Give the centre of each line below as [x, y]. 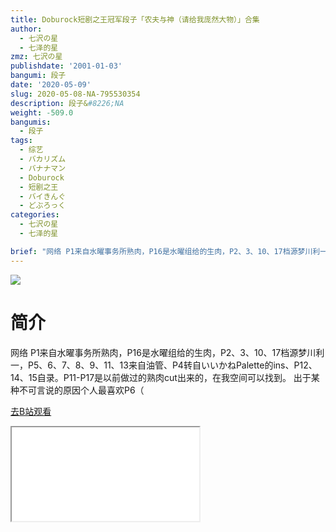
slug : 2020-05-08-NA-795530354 [75, 94]
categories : [35, 215]
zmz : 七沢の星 [36, 57]
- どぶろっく [43, 206]
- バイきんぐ [43, 196]
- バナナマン [43, 168]
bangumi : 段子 [38, 76]
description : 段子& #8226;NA [67, 103]
